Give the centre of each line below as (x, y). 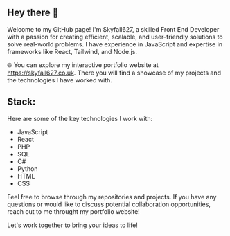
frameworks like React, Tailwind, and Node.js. (72, 51)
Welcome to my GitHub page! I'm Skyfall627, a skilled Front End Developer (113, 29)
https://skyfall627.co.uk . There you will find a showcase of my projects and (114, 73)
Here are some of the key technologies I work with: (80, 118)
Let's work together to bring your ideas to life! (73, 225)
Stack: (21, 102)
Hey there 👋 (33, 13)
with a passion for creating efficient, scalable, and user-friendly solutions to (115, 37)
